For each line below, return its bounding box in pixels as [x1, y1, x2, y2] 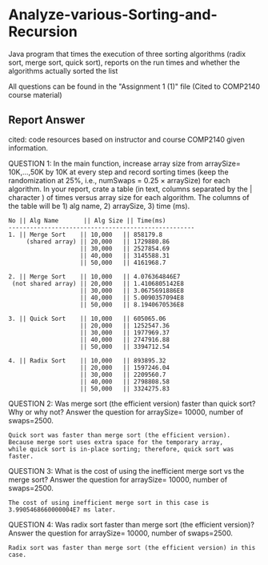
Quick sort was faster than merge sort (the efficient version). [8, 431, 230, 439]
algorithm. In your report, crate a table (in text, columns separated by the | [8, 184, 253, 194]
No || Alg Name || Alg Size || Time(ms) [8, 216, 166, 225]
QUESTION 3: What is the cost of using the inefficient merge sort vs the [8, 466, 245, 475]
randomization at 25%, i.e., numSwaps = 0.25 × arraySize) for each [8, 175, 230, 185]
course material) [8, 90, 62, 99]
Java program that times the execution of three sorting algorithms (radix [8, 49, 246, 58]
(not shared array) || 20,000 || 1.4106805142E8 [11, 279, 184, 287]
